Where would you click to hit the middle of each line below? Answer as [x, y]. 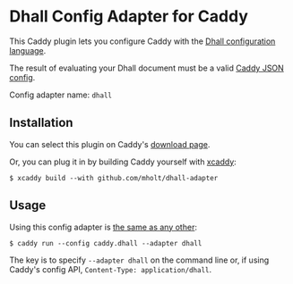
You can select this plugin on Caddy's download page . [110, 144]
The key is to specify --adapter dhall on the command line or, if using [139, 260]
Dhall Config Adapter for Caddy [129, 17]
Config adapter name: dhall [60, 95]
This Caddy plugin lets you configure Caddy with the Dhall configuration [142, 41]
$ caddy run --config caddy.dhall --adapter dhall [106, 243]
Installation [41, 123]
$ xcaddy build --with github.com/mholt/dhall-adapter [114, 178]
